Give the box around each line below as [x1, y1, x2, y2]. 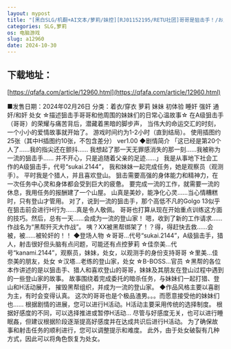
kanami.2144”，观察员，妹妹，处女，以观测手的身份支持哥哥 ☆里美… [16, 248, 212, 257]
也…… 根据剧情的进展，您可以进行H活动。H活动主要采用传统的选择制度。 [7, 300, 215, 308]
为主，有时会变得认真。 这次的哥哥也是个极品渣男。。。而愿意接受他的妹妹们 [7, 291, 220, 299]
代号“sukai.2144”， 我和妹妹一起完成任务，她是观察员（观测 [53, 162, 223, 171]
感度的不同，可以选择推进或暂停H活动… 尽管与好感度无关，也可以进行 [19, 308, 218, 317]
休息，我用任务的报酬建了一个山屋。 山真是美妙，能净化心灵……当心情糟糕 [7, 188, 219, 196]
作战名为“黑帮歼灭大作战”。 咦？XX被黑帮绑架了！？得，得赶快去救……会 [7, 222, 214, 231]
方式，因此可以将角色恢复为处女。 [7, 335, 104, 343]
